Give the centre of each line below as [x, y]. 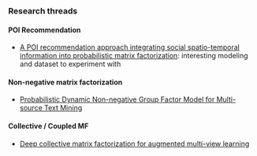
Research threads [43, 11]
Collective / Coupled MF [48, 126]
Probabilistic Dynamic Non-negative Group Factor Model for [117, 99]
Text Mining [63, 108]
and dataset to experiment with [70, 64]
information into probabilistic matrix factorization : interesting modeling [134, 56]
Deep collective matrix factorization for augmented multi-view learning [134, 143]
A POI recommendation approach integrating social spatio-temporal [130, 47]
